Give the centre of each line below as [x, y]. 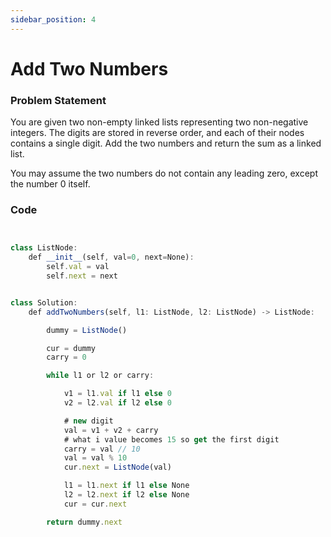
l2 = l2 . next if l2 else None [126, 495]
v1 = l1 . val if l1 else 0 [117, 394]
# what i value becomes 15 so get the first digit [171, 439]
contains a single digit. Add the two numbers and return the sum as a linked [166, 143]
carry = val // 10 [102, 449]
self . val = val [78, 267]
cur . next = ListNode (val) [117, 467]
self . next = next [82, 276]
